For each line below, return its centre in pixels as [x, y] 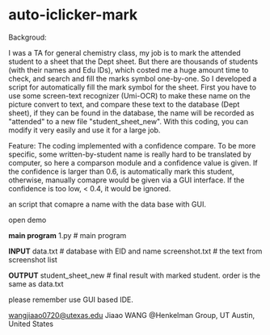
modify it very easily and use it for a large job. [84, 130]
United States [31, 324]
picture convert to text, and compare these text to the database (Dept [124, 104]
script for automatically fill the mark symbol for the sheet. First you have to [133, 87]
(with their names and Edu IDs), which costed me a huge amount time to [129, 69]
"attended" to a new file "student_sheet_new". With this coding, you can [129, 121]
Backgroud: [27, 37]
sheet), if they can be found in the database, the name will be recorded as [131, 113]
